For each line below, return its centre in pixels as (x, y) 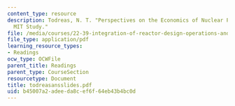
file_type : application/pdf (48, 40)
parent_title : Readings (42, 66)
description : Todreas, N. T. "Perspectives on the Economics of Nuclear (115, 20)
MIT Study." (31, 26)
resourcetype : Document (42, 78)
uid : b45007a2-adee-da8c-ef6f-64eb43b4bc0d (72, 91)
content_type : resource (42, 14)
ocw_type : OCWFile (34, 59)
